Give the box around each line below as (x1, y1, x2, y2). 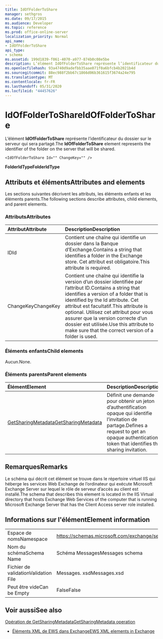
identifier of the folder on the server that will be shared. (5, 146, 115, 152)
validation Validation (7, 570, 52, 576)
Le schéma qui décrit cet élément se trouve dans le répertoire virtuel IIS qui (5, 476, 156, 482)
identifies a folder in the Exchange (65, 252, 143, 259)
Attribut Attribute (7, 226, 47, 233)
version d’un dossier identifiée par (65, 278, 143, 285)
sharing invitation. (106, 447, 147, 453)
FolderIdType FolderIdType (5, 164, 60, 170)
